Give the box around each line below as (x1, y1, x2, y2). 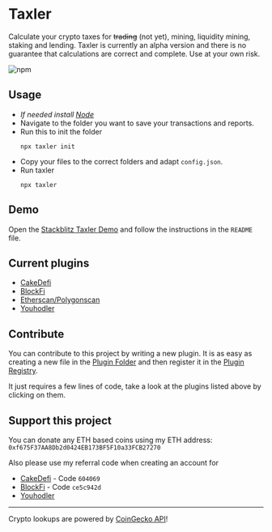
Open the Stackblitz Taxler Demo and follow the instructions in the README (8, 224, 253, 234)
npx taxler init (19, 143, 75, 151)
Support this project (8, 414, 112, 428)
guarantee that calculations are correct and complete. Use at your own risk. (8, 49, 261, 58)
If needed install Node (19, 109, 95, 119)
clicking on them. (8, 390, 66, 400)
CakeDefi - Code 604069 (19, 474, 100, 483)
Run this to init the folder (19, 126, 103, 136)
